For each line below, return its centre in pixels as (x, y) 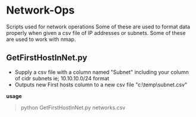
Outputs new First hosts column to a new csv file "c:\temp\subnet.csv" (101, 84)
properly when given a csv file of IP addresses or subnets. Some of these (96, 32)
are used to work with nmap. (41, 39)
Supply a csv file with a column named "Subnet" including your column (102, 72)
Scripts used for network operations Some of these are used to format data (98, 27)
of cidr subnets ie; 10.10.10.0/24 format (62, 78)
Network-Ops (40, 10)
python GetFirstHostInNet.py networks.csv (73, 108)
